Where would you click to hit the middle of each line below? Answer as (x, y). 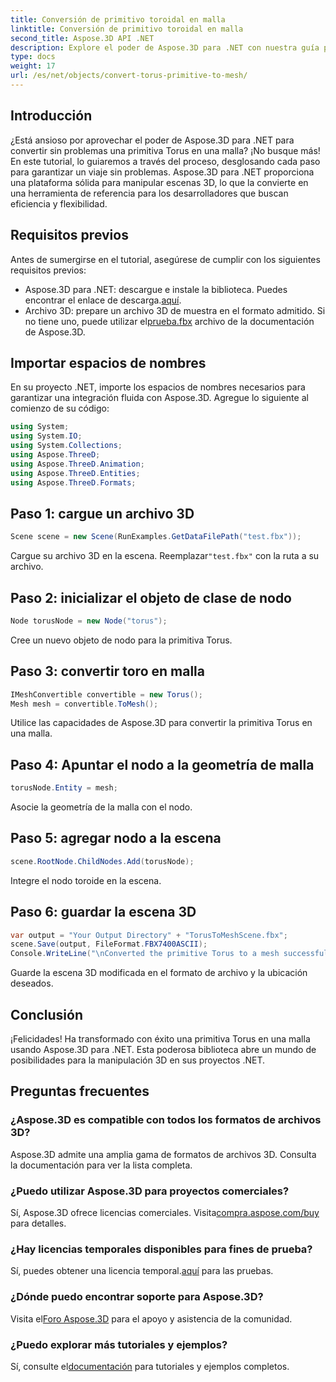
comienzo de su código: (60, 408)
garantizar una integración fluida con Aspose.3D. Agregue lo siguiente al (159, 398)
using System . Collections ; (66, 446)
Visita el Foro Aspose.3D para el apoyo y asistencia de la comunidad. (151, 1318)
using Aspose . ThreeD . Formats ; (73, 482)
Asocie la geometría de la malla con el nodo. (101, 807)
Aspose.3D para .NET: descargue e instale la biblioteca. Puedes (156, 289)
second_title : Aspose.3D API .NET (82, 38)
